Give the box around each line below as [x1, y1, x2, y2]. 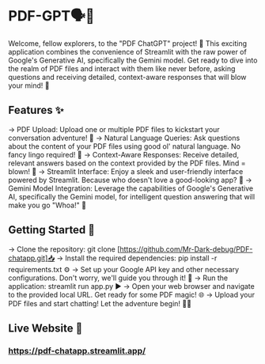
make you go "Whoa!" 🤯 [8, 200, 87, 210]
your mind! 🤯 [8, 81, 50, 90]
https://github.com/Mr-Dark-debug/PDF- [119, 244, 253, 254]
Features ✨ [8, 104, 64, 117]
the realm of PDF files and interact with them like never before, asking [8, 63, 236, 73]
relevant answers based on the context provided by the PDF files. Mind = [8, 158, 247, 168]
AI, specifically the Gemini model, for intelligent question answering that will [8, 191, 256, 201]
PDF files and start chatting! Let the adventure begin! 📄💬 [8, 298, 192, 308]
